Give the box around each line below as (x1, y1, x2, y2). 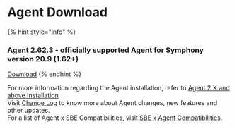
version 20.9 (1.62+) (7, 54, 79, 63)
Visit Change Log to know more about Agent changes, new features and (7, 99, 218, 107)
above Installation (7, 91, 59, 99)
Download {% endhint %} (7, 70, 82, 78)
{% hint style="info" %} (7, 27, 76, 36)
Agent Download (7, 4, 108, 20)
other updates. (7, 106, 50, 115)
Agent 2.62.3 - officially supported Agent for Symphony (7, 45, 204, 55)
